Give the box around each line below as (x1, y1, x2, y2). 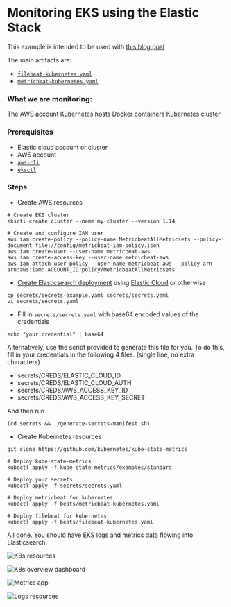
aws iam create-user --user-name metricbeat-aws (7, 248, 151, 255)
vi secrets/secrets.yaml (7, 298, 79, 305)
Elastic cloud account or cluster (17, 143, 108, 151)
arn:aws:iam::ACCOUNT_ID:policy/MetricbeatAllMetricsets (7, 266, 176, 273)
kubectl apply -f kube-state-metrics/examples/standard (7, 463, 172, 471)
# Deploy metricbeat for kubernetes (7, 494, 113, 501)
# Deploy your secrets (7, 476, 73, 483)
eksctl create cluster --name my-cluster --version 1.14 (7, 217, 176, 225)
